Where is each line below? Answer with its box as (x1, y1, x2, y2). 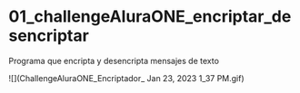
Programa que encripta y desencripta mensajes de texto (8, 55, 220, 66)
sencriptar (8, 25, 90, 46)
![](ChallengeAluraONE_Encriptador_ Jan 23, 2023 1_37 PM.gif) (8, 72, 245, 83)
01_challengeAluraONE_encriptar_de (8, 6, 292, 27)
